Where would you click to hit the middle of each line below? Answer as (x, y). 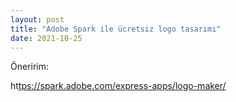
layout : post (37, 19)
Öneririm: (30, 67)
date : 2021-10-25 (46, 38)
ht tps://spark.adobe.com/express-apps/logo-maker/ (118, 86)
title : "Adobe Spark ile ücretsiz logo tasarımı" (116, 29)
